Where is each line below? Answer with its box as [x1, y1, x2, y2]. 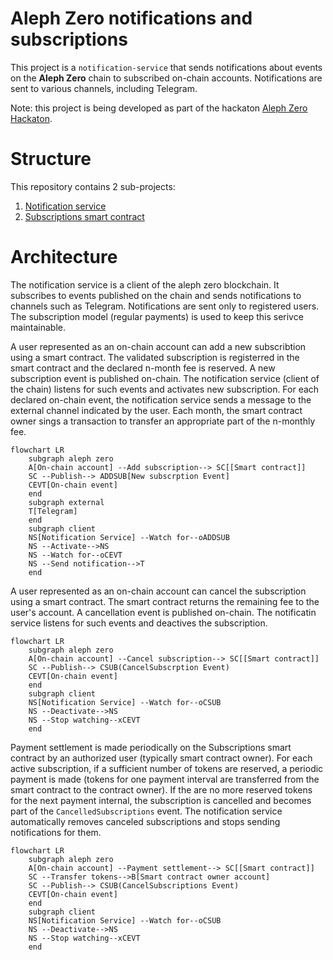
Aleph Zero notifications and [10, 7, 253, 30]
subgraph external [28, 497, 105, 507]
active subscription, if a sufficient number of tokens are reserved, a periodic [10, 762, 324, 774]
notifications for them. [10, 826, 102, 838]
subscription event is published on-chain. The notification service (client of [10, 372, 320, 384]
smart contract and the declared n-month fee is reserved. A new [10, 362, 276, 374]
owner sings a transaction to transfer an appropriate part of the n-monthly [10, 415, 316, 427]
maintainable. [10, 321, 66, 333]
